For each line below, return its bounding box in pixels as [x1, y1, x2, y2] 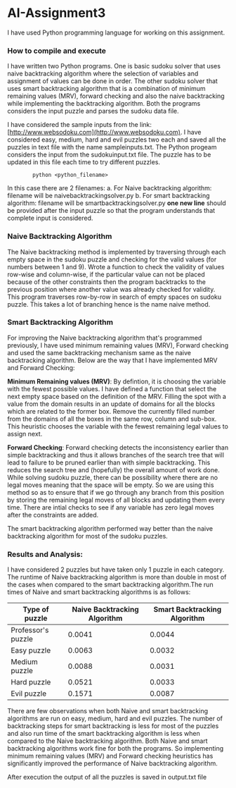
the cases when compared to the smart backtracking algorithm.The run [7, 580, 214, 589]
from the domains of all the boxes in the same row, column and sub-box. [7, 414, 217, 423]
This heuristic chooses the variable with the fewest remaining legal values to [7, 421, 228, 431]
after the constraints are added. [7, 510, 99, 519]
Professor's [11, 625, 49, 635]
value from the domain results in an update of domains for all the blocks [7, 400, 216, 408]
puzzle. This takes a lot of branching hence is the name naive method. [7, 300, 211, 308]
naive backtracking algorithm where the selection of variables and [7, 69, 199, 78]
